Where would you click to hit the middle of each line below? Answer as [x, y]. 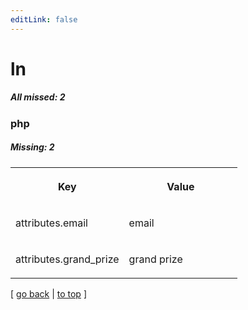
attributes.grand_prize [67, 259]
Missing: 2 [32, 147]
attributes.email [51, 223]
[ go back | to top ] [48, 293]
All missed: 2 [38, 97]
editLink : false [44, 19]
